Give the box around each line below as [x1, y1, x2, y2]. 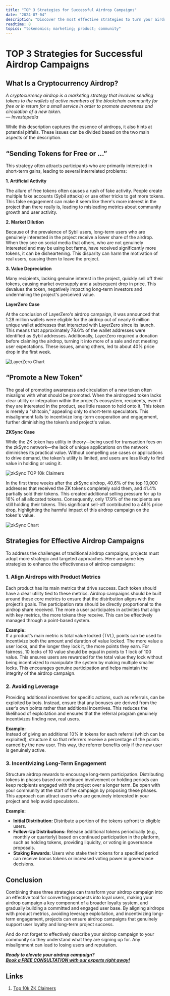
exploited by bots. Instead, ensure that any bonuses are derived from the [6, 700, 157, 706]
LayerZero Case [6, 301, 40, 307]
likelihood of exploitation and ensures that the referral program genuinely [6, 710, 158, 717]
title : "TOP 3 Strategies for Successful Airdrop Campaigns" [6, 7, 137, 13]
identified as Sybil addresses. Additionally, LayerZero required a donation [6, 332, 158, 338]
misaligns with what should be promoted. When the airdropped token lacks [6, 392, 161, 398]
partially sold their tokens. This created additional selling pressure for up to [6, 490, 161, 496]
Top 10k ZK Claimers [13, 985, 56, 991]
